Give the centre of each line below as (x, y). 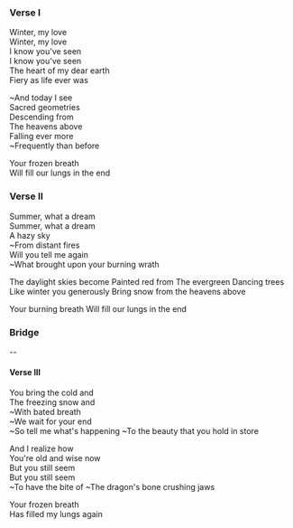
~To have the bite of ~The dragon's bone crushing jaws (112, 487)
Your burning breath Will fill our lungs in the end (98, 308)
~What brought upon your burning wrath (84, 264)
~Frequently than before (55, 146)
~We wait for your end (50, 421)
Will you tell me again (49, 254)
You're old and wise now (55, 458)
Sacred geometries (45, 108)
